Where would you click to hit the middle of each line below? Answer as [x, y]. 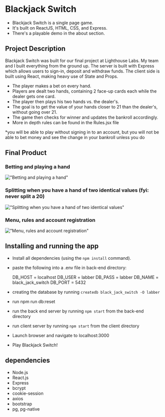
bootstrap [22, 404]
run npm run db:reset [34, 301]
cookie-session [28, 393]
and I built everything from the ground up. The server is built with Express [80, 66]
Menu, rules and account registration [50, 220]
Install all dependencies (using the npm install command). [72, 258]
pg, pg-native [26, 409]
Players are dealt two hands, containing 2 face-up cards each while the [84, 91]
